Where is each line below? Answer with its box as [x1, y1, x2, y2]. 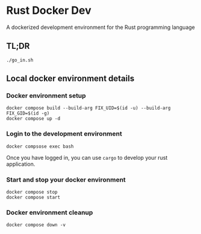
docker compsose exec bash [6, 143, 74, 150]
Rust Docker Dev [6, 4, 91, 17]
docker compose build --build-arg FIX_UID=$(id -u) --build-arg [6, 105, 171, 112]
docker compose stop [6, 189, 58, 195]
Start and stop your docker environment [6, 175, 126, 184]
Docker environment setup [6, 92, 86, 100]
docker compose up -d [6, 116, 61, 122]
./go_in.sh [6, 57, 34, 63]
